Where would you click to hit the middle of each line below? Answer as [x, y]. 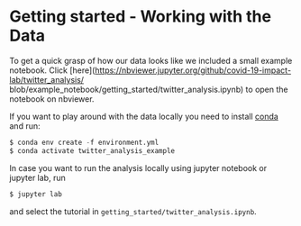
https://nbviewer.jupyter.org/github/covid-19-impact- [192, 70]
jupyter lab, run [37, 177]
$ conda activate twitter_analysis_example [92, 150]
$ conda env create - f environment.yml [84, 142]
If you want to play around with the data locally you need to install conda [144, 116]
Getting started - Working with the [141, 17]
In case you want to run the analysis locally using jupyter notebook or [138, 167]
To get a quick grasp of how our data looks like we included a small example [151, 60]
